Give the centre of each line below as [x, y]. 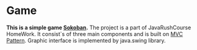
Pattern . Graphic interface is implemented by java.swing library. [86, 40]
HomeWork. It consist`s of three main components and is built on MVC [95, 34]
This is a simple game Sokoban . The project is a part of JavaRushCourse [99, 27]
